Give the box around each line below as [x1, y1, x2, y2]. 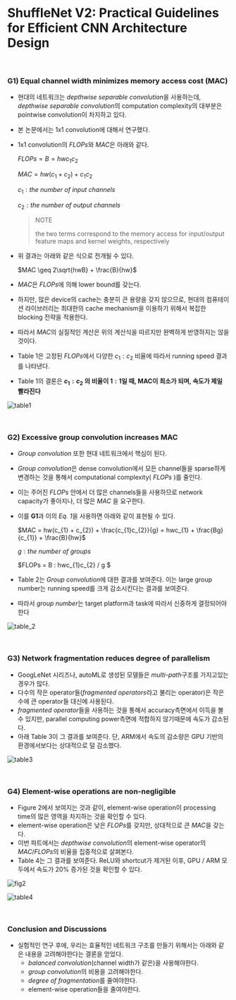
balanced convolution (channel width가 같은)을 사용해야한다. [27, 958, 199, 968]
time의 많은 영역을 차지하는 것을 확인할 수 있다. [17, 812, 147, 820]
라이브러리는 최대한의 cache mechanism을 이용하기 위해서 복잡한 [25, 304, 206, 313]
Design [7, 35, 50, 51]
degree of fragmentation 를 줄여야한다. [27, 976, 137, 985]
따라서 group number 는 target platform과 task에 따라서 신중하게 [17, 599, 197, 608]
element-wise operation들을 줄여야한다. [27, 985, 141, 994]
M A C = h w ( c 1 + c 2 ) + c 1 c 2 [17, 170, 93, 180]
